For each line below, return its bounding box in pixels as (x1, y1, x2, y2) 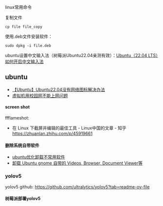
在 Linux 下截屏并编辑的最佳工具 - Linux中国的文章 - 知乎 (12, 125, 127, 131)
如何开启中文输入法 (5, 59, 44, 64)
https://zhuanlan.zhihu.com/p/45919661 (12, 131, 93, 137)
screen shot (5, 104, 30, 110)
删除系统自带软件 (5, 142, 40, 148)
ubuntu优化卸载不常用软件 (12, 154, 65, 160)
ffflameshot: (5, 115, 29, 121)
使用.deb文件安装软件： (5, 34, 53, 39)
